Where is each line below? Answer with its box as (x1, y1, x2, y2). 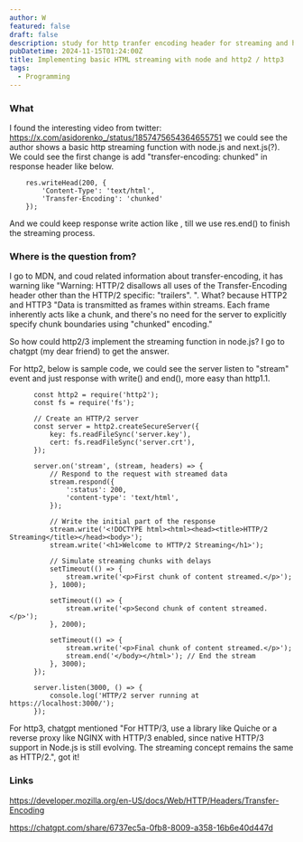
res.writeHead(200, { (25, 178, 106, 188)
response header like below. (9, 161, 115, 172)
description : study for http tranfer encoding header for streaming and (9, 38, 289, 48)
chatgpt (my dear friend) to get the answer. (9, 345, 170, 357)
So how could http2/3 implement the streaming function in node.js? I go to (9, 336, 286, 347)
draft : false (9, 30, 59, 39)
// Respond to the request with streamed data (49, 469, 228, 479)
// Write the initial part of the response (49, 517, 216, 526)
